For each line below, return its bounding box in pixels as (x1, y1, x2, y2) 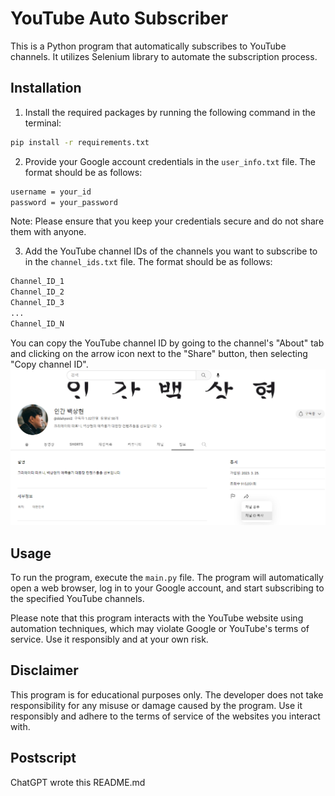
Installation (10, 80, 82, 97)
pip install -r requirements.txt (10, 137, 150, 147)
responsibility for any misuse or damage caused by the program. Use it (10, 699, 303, 711)
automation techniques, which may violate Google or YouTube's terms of (10, 623, 310, 635)
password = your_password (10, 197, 118, 207)
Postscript (10, 750, 77, 767)
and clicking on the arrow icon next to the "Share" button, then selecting (10, 347, 308, 359)
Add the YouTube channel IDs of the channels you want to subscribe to (24, 245, 318, 257)
